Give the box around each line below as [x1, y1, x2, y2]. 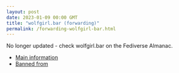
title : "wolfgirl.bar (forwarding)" [6, 20, 100, 26]
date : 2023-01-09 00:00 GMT [6, 14, 78, 21]
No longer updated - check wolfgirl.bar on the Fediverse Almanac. [6, 42, 173, 49]
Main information [15, 54, 58, 61]
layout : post [6, 8, 40, 15]
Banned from [15, 60, 48, 68]
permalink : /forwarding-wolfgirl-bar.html [6, 25, 116, 32]
